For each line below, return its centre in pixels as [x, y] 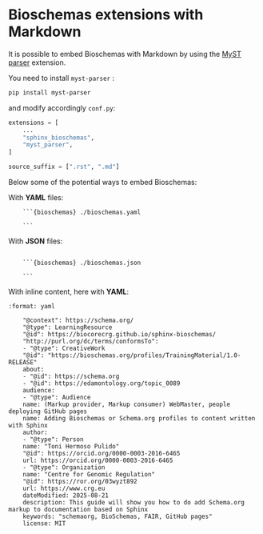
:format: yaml [32, 307]
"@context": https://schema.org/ [78, 321]
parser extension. [37, 62]
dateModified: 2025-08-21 [66, 496]
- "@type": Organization [64, 468]
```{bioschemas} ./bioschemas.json [82, 263]
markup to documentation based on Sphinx [78, 510]
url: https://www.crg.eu [64, 489]
